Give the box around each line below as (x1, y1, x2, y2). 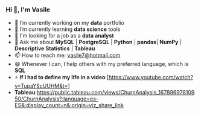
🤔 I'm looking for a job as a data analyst (14, 32, 114, 39)
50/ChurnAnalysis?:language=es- (14, 95, 99, 102)
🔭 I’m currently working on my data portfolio (14, 19, 125, 27)
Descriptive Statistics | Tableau (14, 45, 95, 52)
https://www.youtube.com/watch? (108, 74, 194, 81)
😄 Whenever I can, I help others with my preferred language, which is (14, 61, 189, 68)
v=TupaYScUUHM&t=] (14, 82, 70, 90)
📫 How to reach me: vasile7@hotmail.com (14, 51, 121, 59)
